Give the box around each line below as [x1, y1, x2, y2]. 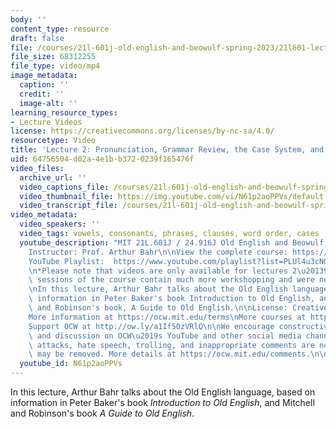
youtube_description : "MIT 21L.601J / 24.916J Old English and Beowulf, [19, 237, 329, 248]
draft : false [10, 33, 65, 43]
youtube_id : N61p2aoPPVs [19, 359, 123, 369]
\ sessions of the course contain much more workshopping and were [28, 275, 315, 285]
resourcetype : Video [10, 136, 97, 146]
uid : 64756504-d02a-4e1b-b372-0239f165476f [10, 154, 195, 164]
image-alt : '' [19, 98, 78, 108]
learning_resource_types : [10, 107, 118, 118]
